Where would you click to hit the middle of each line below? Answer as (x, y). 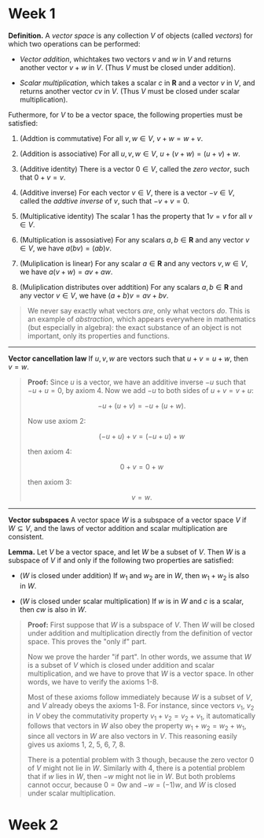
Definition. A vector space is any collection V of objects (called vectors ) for (131, 35)
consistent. (26, 536)
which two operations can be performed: (74, 43)
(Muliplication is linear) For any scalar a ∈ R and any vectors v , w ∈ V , (134, 263)
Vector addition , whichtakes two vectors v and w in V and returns (125, 59)
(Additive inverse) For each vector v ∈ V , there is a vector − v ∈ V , (127, 192)
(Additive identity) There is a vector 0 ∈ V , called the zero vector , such (134, 169)
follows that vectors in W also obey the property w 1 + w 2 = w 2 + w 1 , (137, 727)
